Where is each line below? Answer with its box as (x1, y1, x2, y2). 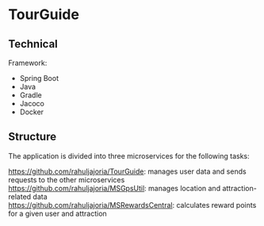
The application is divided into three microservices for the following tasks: (8, 151, 250, 160)
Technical (8, 37, 58, 51)
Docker (19, 107, 44, 117)
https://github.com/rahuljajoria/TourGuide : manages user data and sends (8, 167, 247, 176)
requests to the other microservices (8, 174, 125, 184)
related (8, 192, 32, 201)
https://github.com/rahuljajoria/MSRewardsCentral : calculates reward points (8, 200, 257, 209)
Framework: (8, 58, 48, 67)
